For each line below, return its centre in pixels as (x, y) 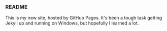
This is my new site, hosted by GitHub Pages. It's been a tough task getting (84, 18)
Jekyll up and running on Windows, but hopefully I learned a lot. (72, 23)
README (16, 7)
